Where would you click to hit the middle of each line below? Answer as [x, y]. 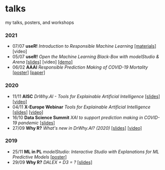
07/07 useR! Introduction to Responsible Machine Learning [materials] [84, 46]
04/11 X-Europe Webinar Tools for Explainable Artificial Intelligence [81, 107]
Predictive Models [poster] [39, 157]
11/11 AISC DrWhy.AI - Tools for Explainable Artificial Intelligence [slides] [86, 96]
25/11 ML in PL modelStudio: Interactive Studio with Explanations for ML [86, 152]
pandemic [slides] [37, 123]
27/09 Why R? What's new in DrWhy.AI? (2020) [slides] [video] [77, 128]
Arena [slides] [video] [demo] [42, 62]
